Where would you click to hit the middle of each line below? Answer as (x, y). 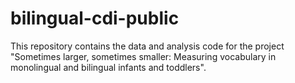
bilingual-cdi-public (95, 18)
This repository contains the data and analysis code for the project (147, 46)
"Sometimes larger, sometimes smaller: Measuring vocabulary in (143, 56)
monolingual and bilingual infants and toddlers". (108, 67)
